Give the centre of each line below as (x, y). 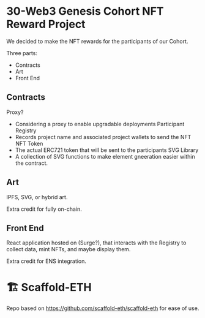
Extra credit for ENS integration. (47, 261)
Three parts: (22, 53)
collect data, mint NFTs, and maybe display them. (69, 249)
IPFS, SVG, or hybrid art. (37, 197)
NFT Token (29, 143)
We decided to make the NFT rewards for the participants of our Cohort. (97, 41)
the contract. (31, 163)
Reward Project (46, 24)
